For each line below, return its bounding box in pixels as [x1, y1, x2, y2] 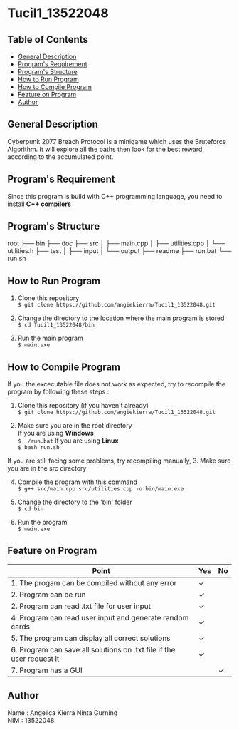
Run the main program [17, 334, 83, 343]
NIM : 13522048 [7, 716, 55, 724]
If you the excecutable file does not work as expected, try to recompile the [7, 380, 226, 389]
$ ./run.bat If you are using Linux [17, 436, 119, 445]
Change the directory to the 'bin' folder [17, 498, 133, 507]
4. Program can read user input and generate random [11, 612, 189, 622]
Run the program [17, 518, 68, 527]
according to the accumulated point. [7, 152, 114, 161]
